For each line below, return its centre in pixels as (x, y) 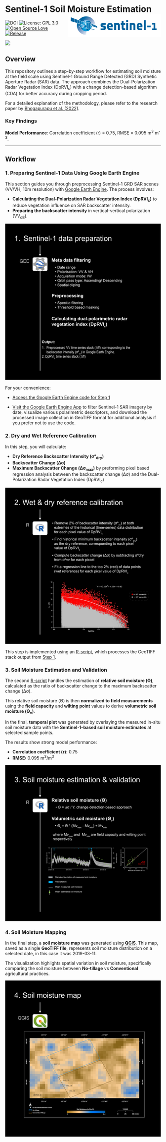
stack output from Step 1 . (31, 657)
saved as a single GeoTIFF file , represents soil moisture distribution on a (79, 948)
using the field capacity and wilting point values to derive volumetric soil (81, 706)
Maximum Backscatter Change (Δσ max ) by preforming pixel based (81, 468)
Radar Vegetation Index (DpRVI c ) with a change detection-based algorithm (81, 87)
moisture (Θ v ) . (20, 712)
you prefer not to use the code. (44, 423)
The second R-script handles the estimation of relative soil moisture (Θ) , (80, 681)
